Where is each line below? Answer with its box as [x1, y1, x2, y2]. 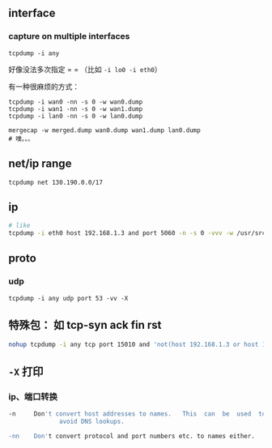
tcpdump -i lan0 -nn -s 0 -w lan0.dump [8, 112, 143, 120]
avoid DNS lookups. [59, 417, 125, 425]
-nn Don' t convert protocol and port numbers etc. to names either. [8, 432, 255, 440]
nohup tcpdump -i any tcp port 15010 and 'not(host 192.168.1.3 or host [8, 340, 259, 348]
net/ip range [8, 157, 72, 171]
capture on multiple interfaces [8, 31, 130, 42]
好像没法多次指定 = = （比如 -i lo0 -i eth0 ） [8, 64, 162, 74]
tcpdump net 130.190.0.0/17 [8, 178, 104, 186]
